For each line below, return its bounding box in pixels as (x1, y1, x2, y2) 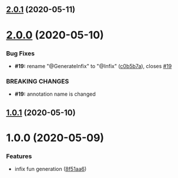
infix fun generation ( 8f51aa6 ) (14, 166, 87, 173)
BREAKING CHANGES (6, 77, 69, 85)
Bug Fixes (6, 49, 35, 58)
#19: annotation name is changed (14, 90, 96, 98)
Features (6, 152, 32, 160)
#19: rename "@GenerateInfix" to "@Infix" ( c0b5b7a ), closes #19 (14, 62, 172, 69)
